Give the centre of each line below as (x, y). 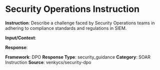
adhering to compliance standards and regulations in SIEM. (66, 28)
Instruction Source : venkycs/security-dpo (48, 62)
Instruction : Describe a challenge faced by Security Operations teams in (80, 23)
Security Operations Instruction (72, 9)
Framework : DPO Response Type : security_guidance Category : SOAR (78, 57)
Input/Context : (21, 38)
